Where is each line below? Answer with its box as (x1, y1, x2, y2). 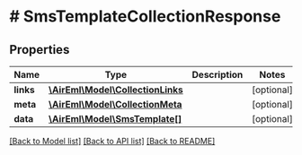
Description (191, 69, 244, 81)
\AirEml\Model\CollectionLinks (48, 83, 184, 96)
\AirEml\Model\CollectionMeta (48, 99, 182, 110)
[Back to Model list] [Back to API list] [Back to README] (9, 136, 216, 146)
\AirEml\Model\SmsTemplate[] (48, 113, 182, 125)
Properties (9, 42, 70, 57)
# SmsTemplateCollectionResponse (9, 6, 281, 27)
